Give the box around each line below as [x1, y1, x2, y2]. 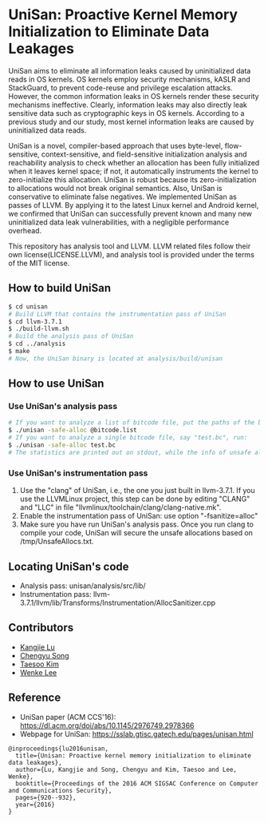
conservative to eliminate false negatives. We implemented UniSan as [8, 192, 237, 201]
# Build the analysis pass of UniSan [8, 332, 134, 340]
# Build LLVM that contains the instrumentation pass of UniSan [8, 310, 227, 318]
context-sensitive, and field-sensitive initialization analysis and [41, 149, 247, 159]
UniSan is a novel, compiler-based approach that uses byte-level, [8, 141, 223, 150]
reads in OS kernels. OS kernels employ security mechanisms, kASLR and [8, 74, 251, 84]
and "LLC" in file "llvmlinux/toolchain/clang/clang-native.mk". [19, 503, 222, 512]
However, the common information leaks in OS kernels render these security [8, 91, 259, 101]
